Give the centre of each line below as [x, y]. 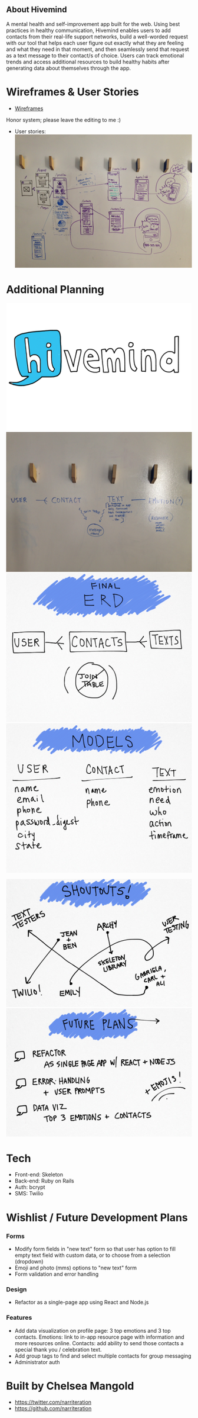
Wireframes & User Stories [73, 92]
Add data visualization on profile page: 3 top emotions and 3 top [93, 1330]
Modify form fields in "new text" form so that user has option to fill [95, 1249]
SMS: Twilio [29, 1194]
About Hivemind [37, 10]
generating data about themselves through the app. [69, 68]
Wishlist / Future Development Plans [97, 1218]
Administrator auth [37, 1362]
